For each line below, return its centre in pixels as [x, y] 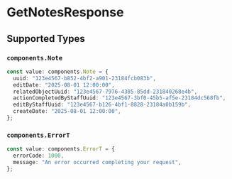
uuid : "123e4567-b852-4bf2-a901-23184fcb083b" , [85, 78]
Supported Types [46, 39]
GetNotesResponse [65, 12]
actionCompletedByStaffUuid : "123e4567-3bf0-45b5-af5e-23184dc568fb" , [120, 98]
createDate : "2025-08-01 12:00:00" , [67, 112]
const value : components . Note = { [58, 72]
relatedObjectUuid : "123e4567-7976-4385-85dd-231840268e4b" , [105, 92]
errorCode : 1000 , [39, 156]
